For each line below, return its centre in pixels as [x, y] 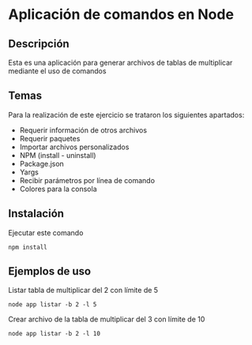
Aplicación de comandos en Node [121, 15]
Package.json [42, 163]
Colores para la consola [58, 189]
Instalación [36, 214]
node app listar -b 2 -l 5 [53, 305]
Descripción [39, 44]
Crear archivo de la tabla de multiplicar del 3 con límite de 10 [107, 319]
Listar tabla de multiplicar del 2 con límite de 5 [83, 291]
